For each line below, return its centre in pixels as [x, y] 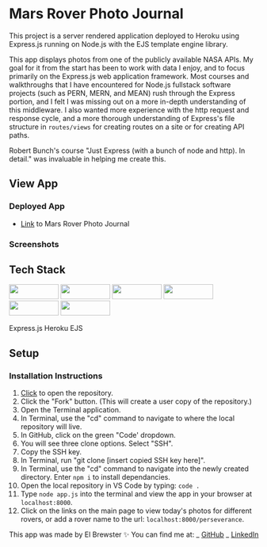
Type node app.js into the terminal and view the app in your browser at [136, 494]
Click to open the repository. [67, 393]
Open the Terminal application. [71, 410]
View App [34, 184]
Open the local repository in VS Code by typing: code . [110, 486]
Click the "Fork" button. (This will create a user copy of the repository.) [136, 401]
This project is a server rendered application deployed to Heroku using [124, 36]
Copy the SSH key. [51, 452]
